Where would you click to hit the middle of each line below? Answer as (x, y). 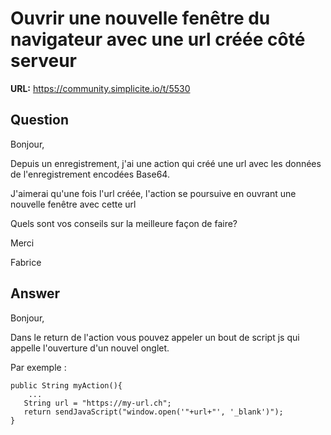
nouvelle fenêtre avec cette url (73, 204)
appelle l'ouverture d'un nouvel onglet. (90, 348)
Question (39, 120)
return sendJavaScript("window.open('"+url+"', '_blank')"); (153, 412)
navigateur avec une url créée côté (158, 39)
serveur (43, 61)
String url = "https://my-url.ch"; (97, 403)
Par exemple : (38, 367)
